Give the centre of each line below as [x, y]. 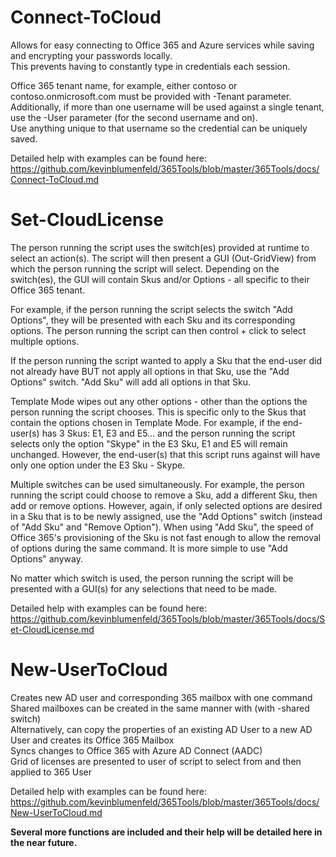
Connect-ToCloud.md [55, 179]
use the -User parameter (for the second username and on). [134, 117]
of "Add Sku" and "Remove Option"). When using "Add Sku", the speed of [162, 527]
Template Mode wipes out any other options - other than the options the [159, 401]
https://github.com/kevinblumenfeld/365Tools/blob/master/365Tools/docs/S [168, 618]
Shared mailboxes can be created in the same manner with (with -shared [160, 708]
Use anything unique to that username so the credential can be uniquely [159, 128]
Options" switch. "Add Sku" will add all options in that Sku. [131, 382]
